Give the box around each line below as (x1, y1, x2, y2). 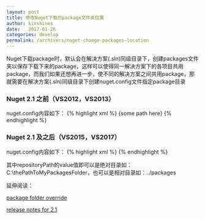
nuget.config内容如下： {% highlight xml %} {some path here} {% (6, 109, 172, 117)
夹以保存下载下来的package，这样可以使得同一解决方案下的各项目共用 (6, 62, 184, 70)
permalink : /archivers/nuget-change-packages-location (6, 37, 149, 43)
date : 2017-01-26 (6, 26, 56, 32)
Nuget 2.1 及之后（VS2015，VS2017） (6, 133, 121, 141)
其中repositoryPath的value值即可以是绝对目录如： (6, 161, 133, 168)
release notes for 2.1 (6, 206, 58, 213)
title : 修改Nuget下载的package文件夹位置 (6, 15, 104, 21)
